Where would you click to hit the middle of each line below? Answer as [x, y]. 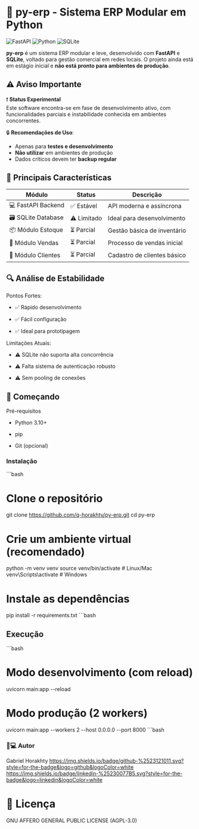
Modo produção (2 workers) [77, 713]
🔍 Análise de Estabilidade [55, 278]
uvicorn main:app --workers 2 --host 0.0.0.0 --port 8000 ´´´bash [85, 730]
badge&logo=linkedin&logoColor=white [55, 780]
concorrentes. [24, 120]
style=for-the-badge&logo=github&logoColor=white [70, 767]
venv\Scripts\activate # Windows [47, 575]
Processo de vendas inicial [145, 243]
